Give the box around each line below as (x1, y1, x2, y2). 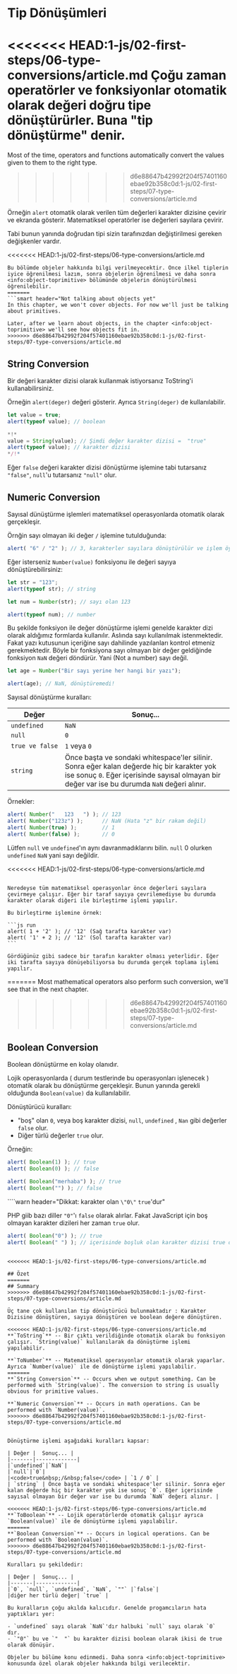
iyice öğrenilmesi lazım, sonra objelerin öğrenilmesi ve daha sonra (7, 271, 217, 278)
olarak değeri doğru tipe (7, 98, 152, 114)
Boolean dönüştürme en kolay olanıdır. (7, 1060, 119, 1069)
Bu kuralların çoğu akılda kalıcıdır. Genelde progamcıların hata (7, 1604, 207, 1611)
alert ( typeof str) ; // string (7, 585, 97, 592)
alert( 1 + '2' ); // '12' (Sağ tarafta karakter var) (7, 927, 172, 935)
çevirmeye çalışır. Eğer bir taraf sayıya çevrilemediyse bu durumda (7, 891, 217, 898)
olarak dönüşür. (7, 1641, 55, 1649)
